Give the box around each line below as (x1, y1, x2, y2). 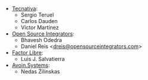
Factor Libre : (11, 49, 44, 56)
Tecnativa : (11, 5, 38, 12)
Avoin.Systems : (11, 62, 50, 69)
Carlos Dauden (20, 18, 58, 24)
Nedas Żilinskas (20, 68, 60, 75)
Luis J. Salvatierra (20, 56, 65, 62)
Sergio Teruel (20, 11, 54, 18)
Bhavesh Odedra (20, 37, 63, 43)
